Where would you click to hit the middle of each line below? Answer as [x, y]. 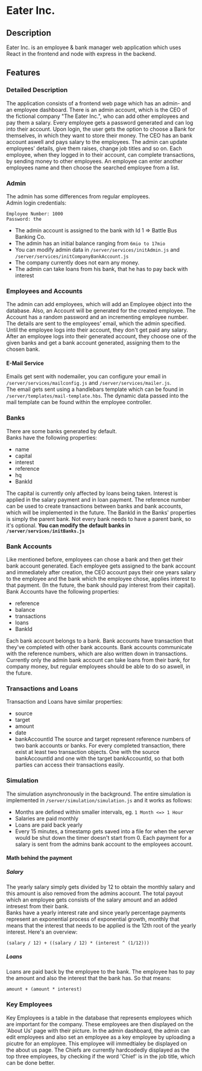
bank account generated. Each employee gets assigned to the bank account [101, 566]
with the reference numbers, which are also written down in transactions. [97, 653]
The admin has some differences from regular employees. [78, 196]
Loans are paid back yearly [49, 825]
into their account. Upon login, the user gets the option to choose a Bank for [101, 129]
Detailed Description [37, 90]
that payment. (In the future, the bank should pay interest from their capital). [101, 585]
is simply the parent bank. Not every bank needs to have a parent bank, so [99, 519]
